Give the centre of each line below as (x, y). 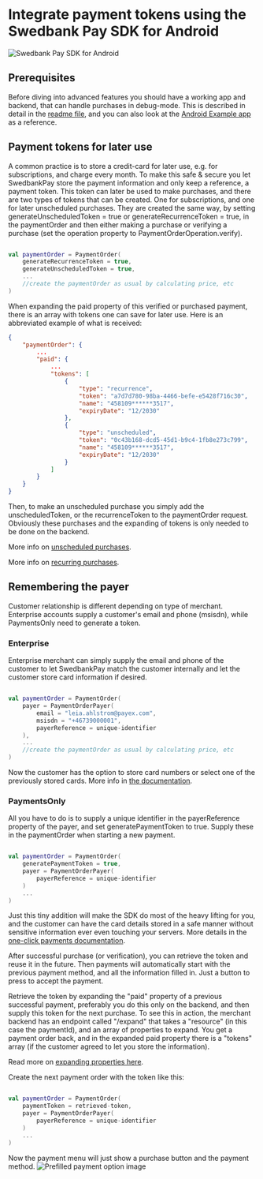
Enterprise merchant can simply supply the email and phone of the (116, 661)
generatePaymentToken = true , (72, 864)
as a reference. (33, 122)
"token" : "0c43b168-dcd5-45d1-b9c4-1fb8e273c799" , (163, 440)
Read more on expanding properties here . (76, 1062)
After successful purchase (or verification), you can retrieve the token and (128, 956)
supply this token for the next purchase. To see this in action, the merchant (130, 1013)
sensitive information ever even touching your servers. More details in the (128, 932)
